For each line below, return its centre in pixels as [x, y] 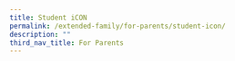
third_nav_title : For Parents [67, 43]
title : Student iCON [49, 17]
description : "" [40, 34]
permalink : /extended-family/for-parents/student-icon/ [117, 26]
